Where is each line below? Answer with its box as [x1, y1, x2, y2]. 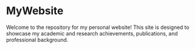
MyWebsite [6, 4, 64, 18]
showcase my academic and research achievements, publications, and [6, 30, 178, 37]
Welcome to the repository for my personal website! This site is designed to [6, 24, 190, 31]
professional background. [6, 36, 69, 43]
